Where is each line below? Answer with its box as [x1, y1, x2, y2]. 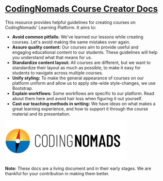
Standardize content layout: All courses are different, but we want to [12, 60, 151, 65]
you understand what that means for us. [12, 54, 92, 60]
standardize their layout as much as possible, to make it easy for [12, 64, 141, 71]
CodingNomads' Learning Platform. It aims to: [5, 24, 97, 30]
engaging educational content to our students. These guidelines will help [12, 49, 158, 55]
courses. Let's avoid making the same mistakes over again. [12, 39, 130, 45]
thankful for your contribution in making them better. [5, 170, 110, 176]
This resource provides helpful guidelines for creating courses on [5, 19, 136, 25]
